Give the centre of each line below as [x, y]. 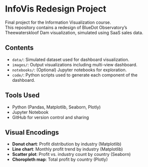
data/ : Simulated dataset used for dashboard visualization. [71, 60]
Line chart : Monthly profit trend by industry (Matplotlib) [67, 149]
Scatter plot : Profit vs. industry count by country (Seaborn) [71, 154]
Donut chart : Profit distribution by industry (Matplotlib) [67, 144]
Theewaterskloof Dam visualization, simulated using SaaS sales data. [74, 32]
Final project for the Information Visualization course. [58, 22]
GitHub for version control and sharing [50, 117]
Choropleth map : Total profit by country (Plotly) [60, 159]
